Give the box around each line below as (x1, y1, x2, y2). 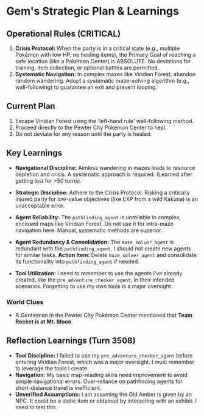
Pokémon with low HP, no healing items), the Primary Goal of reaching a (15, 51, 196, 58)
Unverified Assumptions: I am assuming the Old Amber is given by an (15, 390, 192, 398)
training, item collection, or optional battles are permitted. (15, 64, 160, 71)
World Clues (6, 297, 44, 306)
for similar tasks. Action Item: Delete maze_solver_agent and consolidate (15, 251, 197, 258)
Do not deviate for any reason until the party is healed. (15, 130, 152, 138)
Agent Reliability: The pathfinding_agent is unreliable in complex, (15, 213, 181, 220)
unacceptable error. (15, 202, 65, 209)
